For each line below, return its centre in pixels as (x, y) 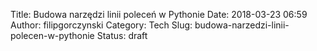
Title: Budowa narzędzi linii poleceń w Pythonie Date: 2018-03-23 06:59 (159, 14)
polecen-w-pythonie (52, 35)
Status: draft (122, 35)
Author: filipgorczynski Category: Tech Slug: (101, 25)
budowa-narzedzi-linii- (242, 25)
